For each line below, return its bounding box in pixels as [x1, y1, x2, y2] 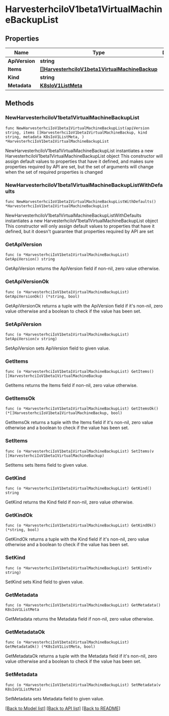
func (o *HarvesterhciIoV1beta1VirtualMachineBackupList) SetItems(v [5, 449, 154, 454]
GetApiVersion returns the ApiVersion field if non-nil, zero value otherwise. [5, 265, 160, 272]
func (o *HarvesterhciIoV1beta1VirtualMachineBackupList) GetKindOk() [5, 523, 156, 528]
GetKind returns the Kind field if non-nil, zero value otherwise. [5, 499, 134, 505]
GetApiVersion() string [5, 257, 55, 262]
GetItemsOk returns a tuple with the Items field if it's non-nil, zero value [5, 420, 153, 426]
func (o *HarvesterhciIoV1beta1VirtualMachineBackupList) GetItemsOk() [5, 406, 158, 412]
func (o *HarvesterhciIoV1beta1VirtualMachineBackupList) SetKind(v [5, 565, 152, 571]
